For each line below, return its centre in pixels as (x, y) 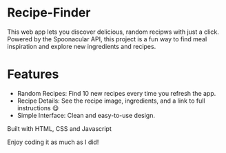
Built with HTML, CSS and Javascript (59, 128)
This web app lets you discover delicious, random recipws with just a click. (113, 32)
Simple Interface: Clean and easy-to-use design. (86, 115)
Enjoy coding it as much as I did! (53, 142)
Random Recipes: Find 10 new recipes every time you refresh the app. (116, 93)
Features (33, 74)
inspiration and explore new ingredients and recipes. (82, 46)
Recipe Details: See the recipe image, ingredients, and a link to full (111, 101)
